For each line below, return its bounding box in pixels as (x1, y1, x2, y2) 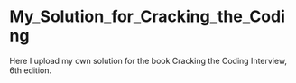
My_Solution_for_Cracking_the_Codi (9, 6, 286, 27)
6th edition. (9, 65, 52, 76)
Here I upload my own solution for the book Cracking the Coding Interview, (9, 55, 287, 66)
